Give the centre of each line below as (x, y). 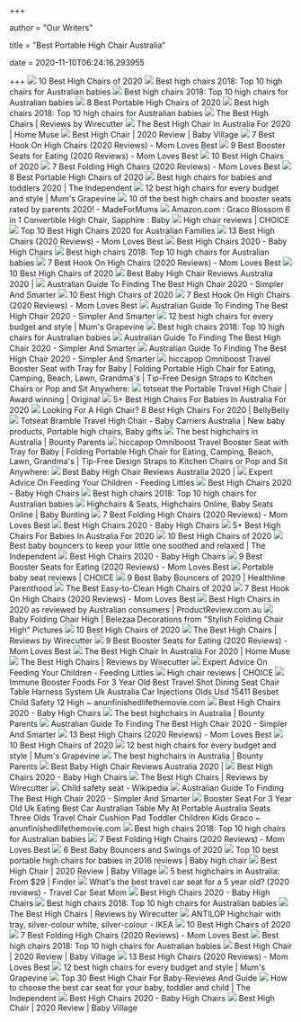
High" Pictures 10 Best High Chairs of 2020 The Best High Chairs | (143, 630)
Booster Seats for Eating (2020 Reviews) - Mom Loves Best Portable (142, 567)
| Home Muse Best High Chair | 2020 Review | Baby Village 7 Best (142, 134)
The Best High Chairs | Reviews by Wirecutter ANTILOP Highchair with (145, 914)
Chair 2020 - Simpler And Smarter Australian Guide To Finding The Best (148, 348)
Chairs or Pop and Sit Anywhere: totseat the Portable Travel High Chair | (148, 389)
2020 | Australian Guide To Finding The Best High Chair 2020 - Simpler (147, 284)
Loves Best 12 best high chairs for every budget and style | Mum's (137, 967)
